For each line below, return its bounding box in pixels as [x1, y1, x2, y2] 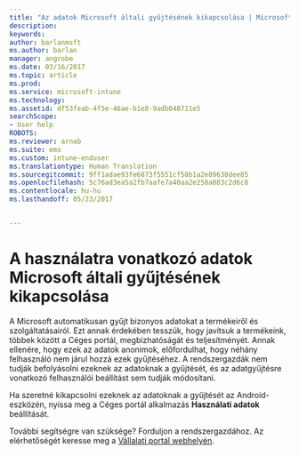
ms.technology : [9, 95, 66, 105]
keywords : [9, 29, 46, 38]
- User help [9, 121, 53, 130]
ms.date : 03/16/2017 [9, 63, 86, 72]
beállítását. [9, 408, 50, 419]
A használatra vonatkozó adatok [9, 249, 254, 269]
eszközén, [9, 399, 47, 410]
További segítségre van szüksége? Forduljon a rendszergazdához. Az [9, 426, 264, 436]
